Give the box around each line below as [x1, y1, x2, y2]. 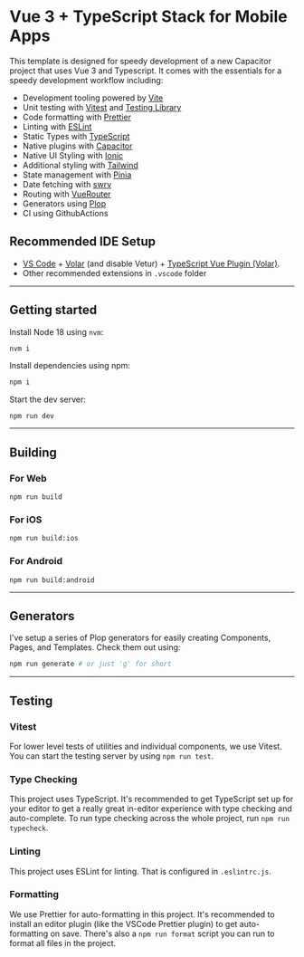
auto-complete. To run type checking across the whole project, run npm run [9, 813, 290, 824]
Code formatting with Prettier [22, 111, 131, 122]
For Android [9, 555, 63, 568]
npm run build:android [9, 575, 95, 585]
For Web [9, 472, 47, 484]
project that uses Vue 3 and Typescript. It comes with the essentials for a [9, 65, 282, 76]
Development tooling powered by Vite [22, 92, 164, 103]
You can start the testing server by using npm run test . [9, 750, 214, 761]
